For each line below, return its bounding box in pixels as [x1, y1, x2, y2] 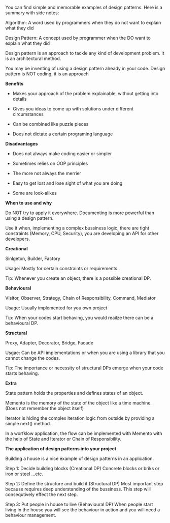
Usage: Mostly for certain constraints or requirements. [5, 266, 119, 271]
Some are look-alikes [12, 190, 57, 196]
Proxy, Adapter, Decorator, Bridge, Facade [5, 340, 94, 345]
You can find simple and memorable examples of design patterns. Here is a [5, 5, 162, 10]
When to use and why [5, 200, 52, 206]
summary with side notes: [5, 10, 59, 16]
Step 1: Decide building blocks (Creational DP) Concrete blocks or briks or [5, 466, 160, 471]
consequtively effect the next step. [5, 491, 78, 498]
